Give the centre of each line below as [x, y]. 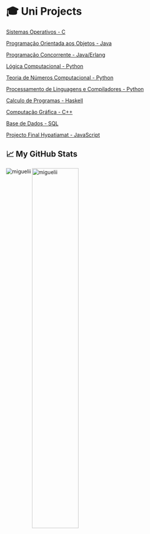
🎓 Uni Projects [44, 12]
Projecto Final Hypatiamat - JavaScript [53, 135]
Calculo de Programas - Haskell [45, 100]
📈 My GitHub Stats [42, 154]
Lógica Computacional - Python [45, 66]
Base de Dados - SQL [32, 123]
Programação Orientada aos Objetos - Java [59, 43]
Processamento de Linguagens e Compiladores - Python [75, 89]
